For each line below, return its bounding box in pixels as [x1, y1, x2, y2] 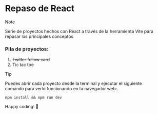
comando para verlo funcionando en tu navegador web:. [5, 86, 118, 92]
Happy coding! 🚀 [5, 104, 39, 110]
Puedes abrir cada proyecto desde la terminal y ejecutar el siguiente [5, 81, 142, 86]
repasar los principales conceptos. [5, 33, 75, 39]
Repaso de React [5, 3, 75, 14]
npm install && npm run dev [5, 95, 62, 100]
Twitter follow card [12, 57, 50, 63]
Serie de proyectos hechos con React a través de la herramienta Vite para [5, 28, 154, 34]
